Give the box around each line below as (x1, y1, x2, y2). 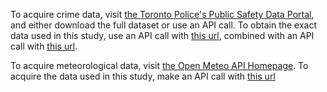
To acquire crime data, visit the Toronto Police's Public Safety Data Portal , (10, 9, 315, 20)
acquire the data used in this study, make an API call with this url (10, 70, 276, 82)
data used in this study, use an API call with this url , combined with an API (10, 30, 315, 41)
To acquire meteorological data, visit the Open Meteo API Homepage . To (10, 60, 309, 71)
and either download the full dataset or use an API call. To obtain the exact (10, 19, 318, 31)
